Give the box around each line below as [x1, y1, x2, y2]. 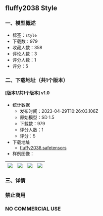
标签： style [12, 32, 37, 38]
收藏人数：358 [12, 44, 43, 50]
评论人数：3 [12, 51, 37, 57]
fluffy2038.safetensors [19, 144, 67, 150]
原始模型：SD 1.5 [19, 114, 54, 120]
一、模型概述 [5, 20, 36, 27]
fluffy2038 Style [5, 4, 57, 12]
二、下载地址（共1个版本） [5, 76, 68, 83]
